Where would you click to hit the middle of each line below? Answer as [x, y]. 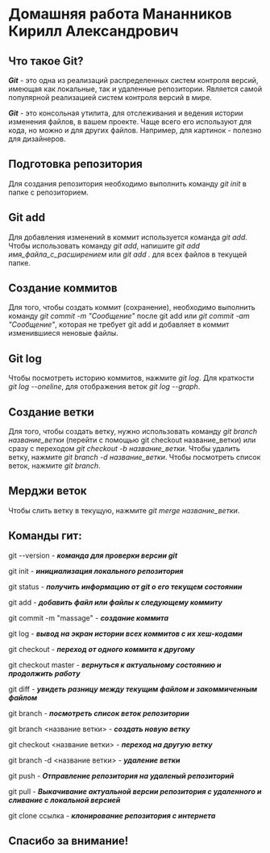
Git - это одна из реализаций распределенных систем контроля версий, [133, 80]
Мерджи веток [48, 491]
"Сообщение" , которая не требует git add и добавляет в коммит [119, 324]
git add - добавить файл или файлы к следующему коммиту [116, 602]
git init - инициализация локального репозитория [96, 571]
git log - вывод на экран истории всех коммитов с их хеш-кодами [126, 633]
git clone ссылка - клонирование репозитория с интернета [112, 815]
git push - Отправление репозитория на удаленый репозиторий [121, 776]
